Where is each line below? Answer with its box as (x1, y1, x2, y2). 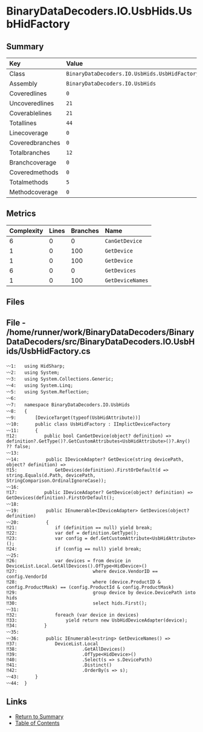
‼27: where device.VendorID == (6, 569, 158, 575)
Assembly (9, 80, 38, 87)
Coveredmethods (9, 168, 59, 177)
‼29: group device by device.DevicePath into (6, 590, 196, 596)
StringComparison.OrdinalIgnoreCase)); (6, 478, 107, 484)
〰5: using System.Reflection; (6, 389, 89, 395)
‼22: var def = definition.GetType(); (6, 530, 139, 537)
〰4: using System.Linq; (6, 382, 74, 389)
